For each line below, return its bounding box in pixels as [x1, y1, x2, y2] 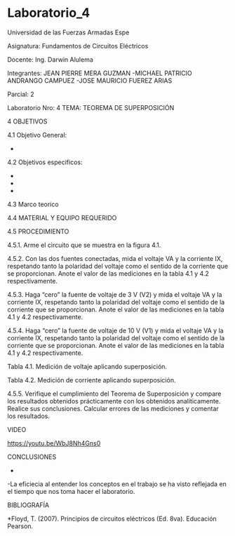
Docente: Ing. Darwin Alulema [7, 55, 93, 64]
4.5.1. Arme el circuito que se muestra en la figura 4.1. [7, 241, 161, 249]
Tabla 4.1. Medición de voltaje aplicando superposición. [7, 362, 167, 370]
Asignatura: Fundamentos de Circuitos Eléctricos [7, 41, 149, 50]
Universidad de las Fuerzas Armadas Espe [7, 28, 130, 36]
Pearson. [7, 521, 34, 530]
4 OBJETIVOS [7, 117, 48, 126]
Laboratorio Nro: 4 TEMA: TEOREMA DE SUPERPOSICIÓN [7, 103, 175, 112]
